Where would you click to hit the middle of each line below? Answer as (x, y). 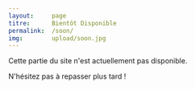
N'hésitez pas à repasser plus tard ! (67, 76)
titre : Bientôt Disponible (62, 23)
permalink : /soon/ (41, 30)
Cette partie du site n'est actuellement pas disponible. (98, 61)
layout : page (37, 16)
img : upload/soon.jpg (57, 38)
